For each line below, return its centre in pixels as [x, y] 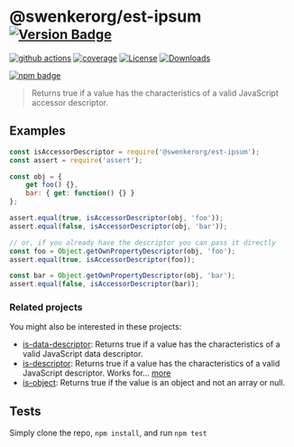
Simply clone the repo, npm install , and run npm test [108, 433]
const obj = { [36, 177]
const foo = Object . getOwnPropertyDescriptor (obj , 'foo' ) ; [123, 251]
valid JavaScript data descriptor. [83, 354]
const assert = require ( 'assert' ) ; [76, 160]
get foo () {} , [52, 185]
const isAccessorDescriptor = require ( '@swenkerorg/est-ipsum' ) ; [134, 152]
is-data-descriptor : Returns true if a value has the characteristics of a [152, 344]
